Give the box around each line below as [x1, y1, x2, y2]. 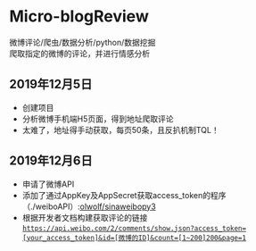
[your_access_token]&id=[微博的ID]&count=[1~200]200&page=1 [21, 233, 247, 242]
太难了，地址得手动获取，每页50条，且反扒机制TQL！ [21, 124, 220, 135]
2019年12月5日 [9, 77, 93, 92]
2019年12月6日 [9, 154, 93, 169]
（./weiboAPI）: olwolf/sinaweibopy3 [21, 201, 156, 212]
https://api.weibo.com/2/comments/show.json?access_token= [21, 223, 247, 233]
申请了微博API [21, 179, 75, 189]
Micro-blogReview [9, 6, 149, 27]
